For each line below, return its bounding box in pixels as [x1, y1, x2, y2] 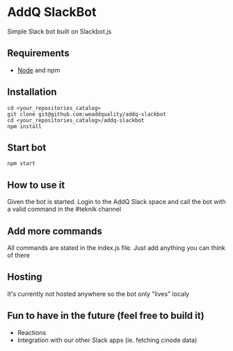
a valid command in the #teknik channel [7, 205, 122, 213]
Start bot [7, 141, 47, 153]
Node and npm [17, 65, 61, 74]
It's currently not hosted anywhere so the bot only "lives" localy [7, 290, 190, 298]
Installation [7, 86, 57, 98]
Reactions [17, 328, 47, 336]
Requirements [7, 47, 70, 59]
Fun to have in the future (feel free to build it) [7, 310, 204, 322]
